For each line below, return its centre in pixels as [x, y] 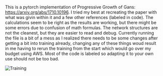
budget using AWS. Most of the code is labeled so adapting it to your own [79, 54]
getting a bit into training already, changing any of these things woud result [81, 43]
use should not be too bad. [32, 59]
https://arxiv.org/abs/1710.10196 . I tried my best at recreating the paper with [81, 12]
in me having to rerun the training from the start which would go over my [78, 48]
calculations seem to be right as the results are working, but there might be [81, 22]
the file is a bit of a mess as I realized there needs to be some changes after [81, 38]
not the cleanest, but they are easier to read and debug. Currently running [80, 33]
